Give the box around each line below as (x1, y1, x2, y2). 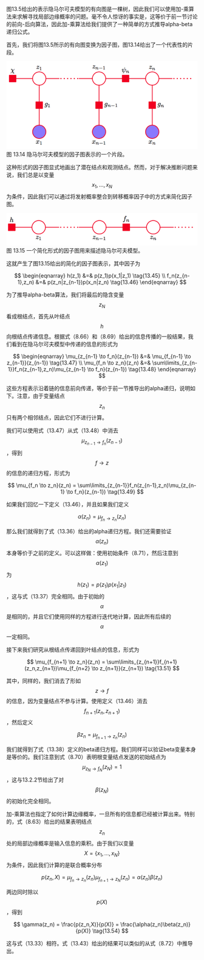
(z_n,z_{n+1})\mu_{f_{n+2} (24, 664, 90, 671)
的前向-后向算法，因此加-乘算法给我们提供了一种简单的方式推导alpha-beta (6, 21, 193, 27)
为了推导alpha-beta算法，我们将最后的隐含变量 (6, 291, 124, 298)
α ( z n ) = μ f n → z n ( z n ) (78, 513, 126, 522)
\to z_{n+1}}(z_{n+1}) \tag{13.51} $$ (91, 664, 180, 671)
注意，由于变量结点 (16, 392, 65, 400)
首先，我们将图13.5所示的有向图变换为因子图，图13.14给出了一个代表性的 (6, 41, 188, 48)
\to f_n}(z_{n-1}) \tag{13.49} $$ (66, 488, 144, 495)
